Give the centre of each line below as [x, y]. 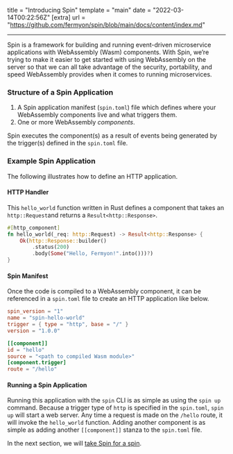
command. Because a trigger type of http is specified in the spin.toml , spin [115, 408]
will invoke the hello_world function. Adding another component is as [106, 423]
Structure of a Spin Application [60, 92]
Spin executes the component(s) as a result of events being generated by [112, 136]
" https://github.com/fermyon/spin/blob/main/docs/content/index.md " [106, 25]
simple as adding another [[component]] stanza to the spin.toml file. [105, 430]
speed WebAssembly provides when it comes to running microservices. [110, 74]
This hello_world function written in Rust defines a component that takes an [115, 207]
